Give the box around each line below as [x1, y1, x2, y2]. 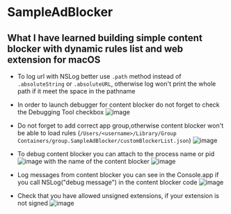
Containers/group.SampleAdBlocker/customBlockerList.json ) [17, 137, 191, 144]
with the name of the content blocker [44, 158, 150, 165]
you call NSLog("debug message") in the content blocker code [17, 178, 198, 186]
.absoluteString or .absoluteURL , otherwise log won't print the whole [17, 79, 216, 88]
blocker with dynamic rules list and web [7, 43, 183, 54]
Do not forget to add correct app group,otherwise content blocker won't [17, 121, 224, 130]
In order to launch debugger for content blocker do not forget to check [17, 100, 221, 109]
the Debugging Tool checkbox [17, 108, 104, 116]
